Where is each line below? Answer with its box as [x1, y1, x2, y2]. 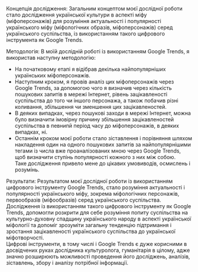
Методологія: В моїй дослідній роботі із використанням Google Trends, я [6, 48, 190, 55]
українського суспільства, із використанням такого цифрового [6, 30, 165, 37]
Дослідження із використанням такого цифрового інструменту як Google [6, 203, 191, 209]
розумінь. [14, 166, 40, 173]
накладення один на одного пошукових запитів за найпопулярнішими [14, 141, 191, 148]
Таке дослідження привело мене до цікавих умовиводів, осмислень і [14, 160, 191, 167]
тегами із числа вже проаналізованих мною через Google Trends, [14, 147, 181, 154]
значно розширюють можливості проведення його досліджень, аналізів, [6, 253, 190, 260]
